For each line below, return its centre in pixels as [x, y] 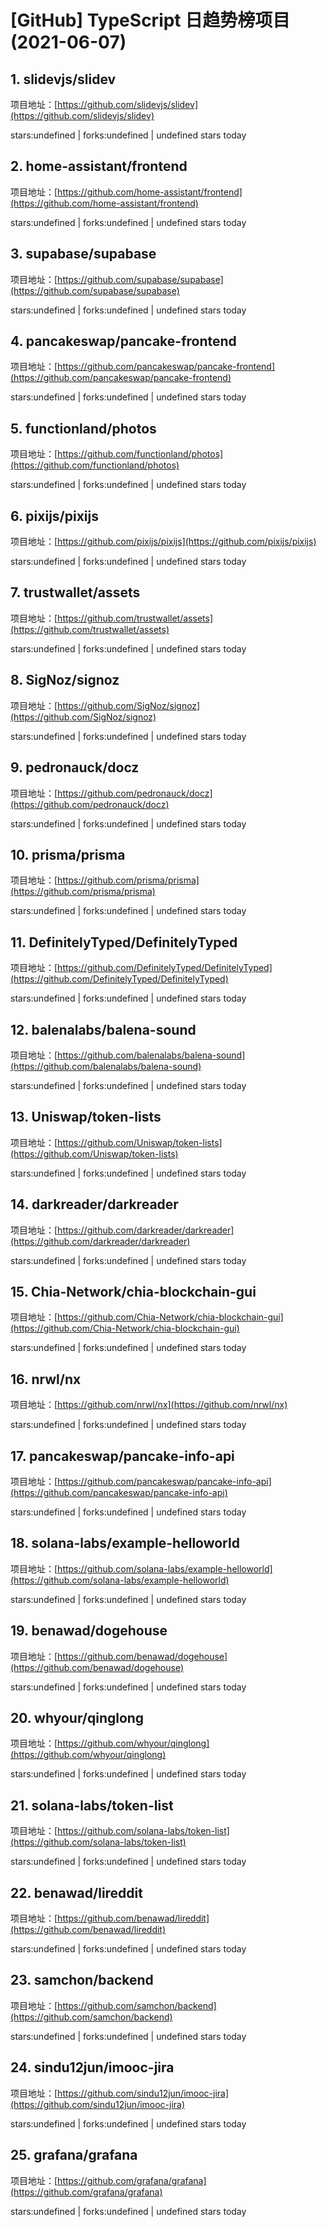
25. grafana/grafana [74, 2155]
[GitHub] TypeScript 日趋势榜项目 [150, 20]
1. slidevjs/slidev [63, 79]
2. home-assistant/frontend [99, 166]
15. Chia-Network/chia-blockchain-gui [133, 1291]
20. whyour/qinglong [77, 1718]
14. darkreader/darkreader [94, 1204]
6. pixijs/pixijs [55, 516]
